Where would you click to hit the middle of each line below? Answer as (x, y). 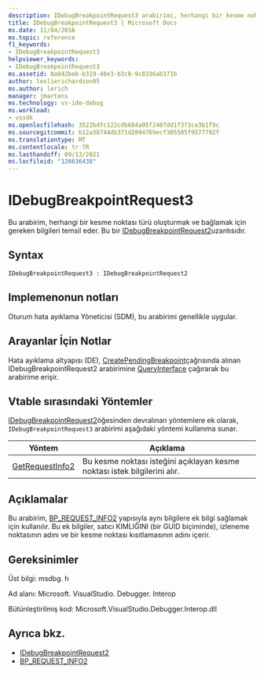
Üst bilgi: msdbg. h (38, 578)
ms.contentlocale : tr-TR (49, 147)
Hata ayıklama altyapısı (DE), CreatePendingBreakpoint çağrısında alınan (125, 360)
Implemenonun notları (64, 298)
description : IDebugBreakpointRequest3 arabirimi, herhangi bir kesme (126, 15)
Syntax (26, 255)
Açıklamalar (38, 499)
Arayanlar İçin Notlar (60, 342)
